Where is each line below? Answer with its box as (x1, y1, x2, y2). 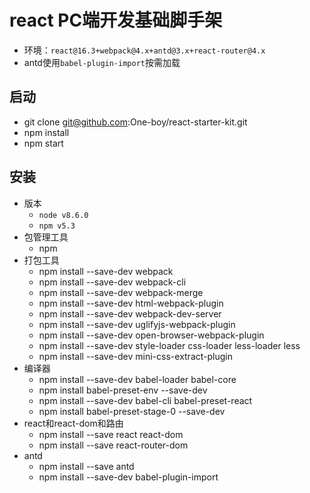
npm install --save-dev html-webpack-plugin (38, 297, 224, 309)
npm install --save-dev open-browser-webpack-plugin (38, 329, 265, 341)
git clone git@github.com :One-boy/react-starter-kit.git (23, 116, 248, 128)
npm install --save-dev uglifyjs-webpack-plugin (38, 318, 236, 330)
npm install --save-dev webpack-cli (38, 276, 187, 288)
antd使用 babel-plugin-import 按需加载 (23, 56, 181, 68)
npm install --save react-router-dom (38, 439, 189, 451)
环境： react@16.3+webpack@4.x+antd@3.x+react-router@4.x (23, 44, 266, 56)
